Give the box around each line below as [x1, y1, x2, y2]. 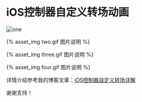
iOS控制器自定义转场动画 [6, 5, 129, 19]
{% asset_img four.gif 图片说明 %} [6, 64, 91, 71]
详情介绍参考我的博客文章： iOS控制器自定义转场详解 [6, 76, 136, 83]
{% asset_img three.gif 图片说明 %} [6, 50, 94, 58]
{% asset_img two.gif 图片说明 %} [6, 38, 90, 45]
